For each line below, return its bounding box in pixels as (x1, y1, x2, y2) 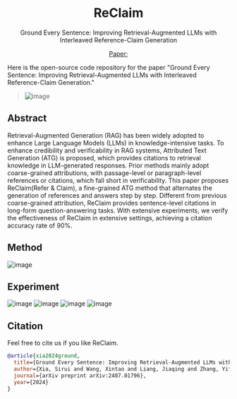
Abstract (7, 112, 47, 124)
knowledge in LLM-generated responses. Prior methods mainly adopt (7, 161, 209, 169)
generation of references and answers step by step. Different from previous (7, 191, 227, 199)
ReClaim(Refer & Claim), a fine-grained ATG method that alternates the (7, 184, 213, 192)
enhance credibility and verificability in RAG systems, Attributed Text (7, 146, 207, 155)
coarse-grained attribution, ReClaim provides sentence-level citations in (7, 198, 217, 207)
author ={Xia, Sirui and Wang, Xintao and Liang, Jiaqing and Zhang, (13, 365, 219, 372)
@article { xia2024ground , (7, 352, 80, 359)
